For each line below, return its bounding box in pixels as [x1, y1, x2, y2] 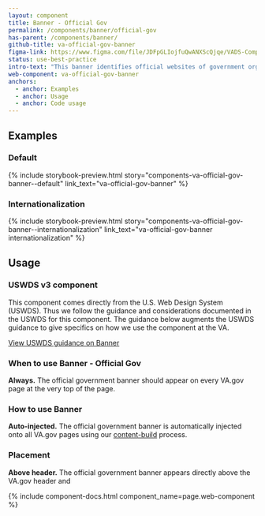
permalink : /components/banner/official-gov [8, 26, 157, 34]
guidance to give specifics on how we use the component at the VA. [8, 323, 230, 332]
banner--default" [8, 178, 64, 188]
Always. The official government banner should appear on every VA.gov [8, 376, 244, 385]
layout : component [8, 11, 69, 20]
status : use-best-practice [8, 56, 97, 64]
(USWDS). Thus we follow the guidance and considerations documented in [8, 305, 252, 316]
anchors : [8, 77, 37, 85]
